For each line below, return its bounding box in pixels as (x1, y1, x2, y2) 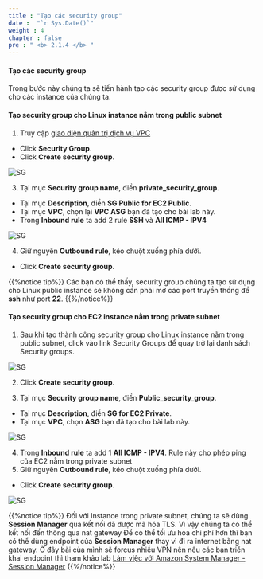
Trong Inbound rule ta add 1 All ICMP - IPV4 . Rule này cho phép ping (19, 448, 246, 457)
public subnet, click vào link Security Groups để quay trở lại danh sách (19, 338, 251, 347)
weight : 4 (8, 26, 44, 34)
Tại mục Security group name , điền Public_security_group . (19, 393, 217, 402)
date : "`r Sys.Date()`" (8, 19, 94, 27)
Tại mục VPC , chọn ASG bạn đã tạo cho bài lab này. (19, 417, 191, 426)
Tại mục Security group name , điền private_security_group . (19, 182, 220, 192)
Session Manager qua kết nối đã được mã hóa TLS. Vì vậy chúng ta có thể (8, 519, 253, 529)
